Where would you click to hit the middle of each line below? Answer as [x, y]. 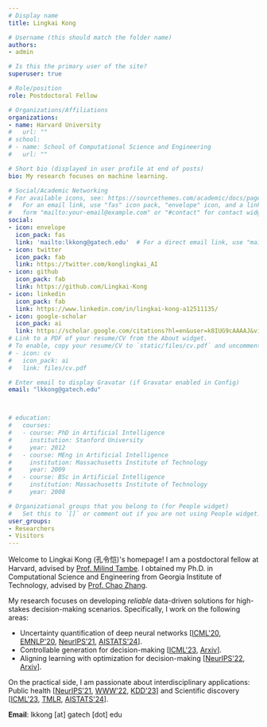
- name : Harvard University [55, 125]
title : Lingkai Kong [43, 23]
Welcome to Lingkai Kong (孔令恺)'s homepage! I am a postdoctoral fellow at [133, 560]
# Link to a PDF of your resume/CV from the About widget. [108, 339]
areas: [19, 618]
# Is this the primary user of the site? [78, 67]
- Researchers [32, 529]
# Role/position [35, 88]
